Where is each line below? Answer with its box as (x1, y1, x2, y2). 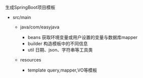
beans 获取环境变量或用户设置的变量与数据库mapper (27, 34, 138, 40)
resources (20, 57, 41, 62)
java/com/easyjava (20, 24, 60, 30)
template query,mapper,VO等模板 (27, 67, 98, 73)
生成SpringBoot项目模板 (5, 4, 56, 10)
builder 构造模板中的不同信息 (27, 40, 88, 46)
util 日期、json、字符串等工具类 (27, 47, 93, 52)
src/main (12, 14, 31, 20)
